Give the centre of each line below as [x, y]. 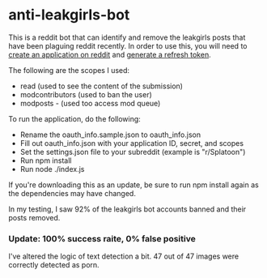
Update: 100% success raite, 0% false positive [102, 238]
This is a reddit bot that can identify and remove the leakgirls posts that [127, 37]
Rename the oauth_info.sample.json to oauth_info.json [110, 135]
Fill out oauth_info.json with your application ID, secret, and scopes [132, 143]
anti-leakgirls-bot [69, 15]
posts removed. [34, 217]
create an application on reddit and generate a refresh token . [110, 54]
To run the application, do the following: [75, 118]
